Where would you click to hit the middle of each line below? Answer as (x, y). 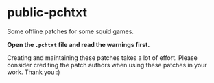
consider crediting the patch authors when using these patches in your (107, 65)
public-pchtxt (47, 13)
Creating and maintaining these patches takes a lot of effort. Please (102, 57)
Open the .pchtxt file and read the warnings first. (79, 44)
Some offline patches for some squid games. (70, 31)
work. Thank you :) (34, 72)
